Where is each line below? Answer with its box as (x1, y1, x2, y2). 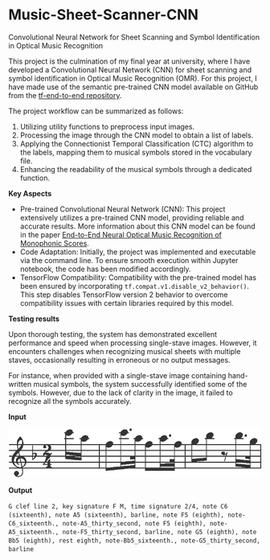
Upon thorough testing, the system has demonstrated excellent (8, 329, 218, 339)
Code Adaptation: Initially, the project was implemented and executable (19, 247, 256, 257)
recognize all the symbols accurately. (8, 396, 132, 406)
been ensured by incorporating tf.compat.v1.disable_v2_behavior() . (19, 281, 249, 290)
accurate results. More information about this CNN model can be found (19, 221, 256, 231)
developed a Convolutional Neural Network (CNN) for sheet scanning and (8, 64, 252, 74)
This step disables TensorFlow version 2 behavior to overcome (19, 290, 228, 299)
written (8, 379, 32, 389)
